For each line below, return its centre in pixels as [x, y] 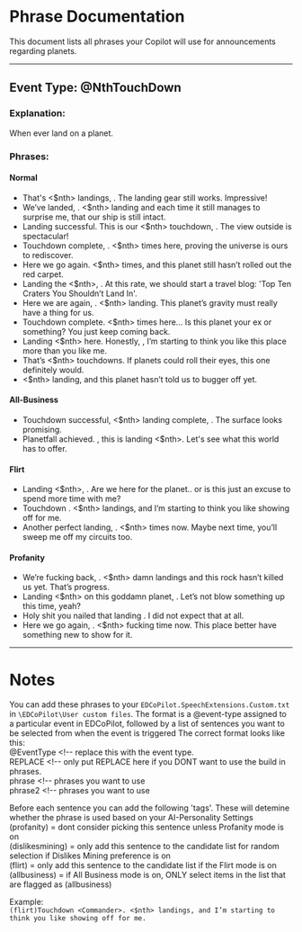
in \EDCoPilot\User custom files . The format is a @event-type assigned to [148, 714]
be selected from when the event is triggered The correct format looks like [147, 733]
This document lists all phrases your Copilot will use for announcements [142, 41]
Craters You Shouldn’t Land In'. [80, 293]
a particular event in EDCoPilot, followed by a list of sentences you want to [147, 724]
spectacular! [45, 236]
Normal [23, 178]
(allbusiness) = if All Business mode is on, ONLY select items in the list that [147, 875]
